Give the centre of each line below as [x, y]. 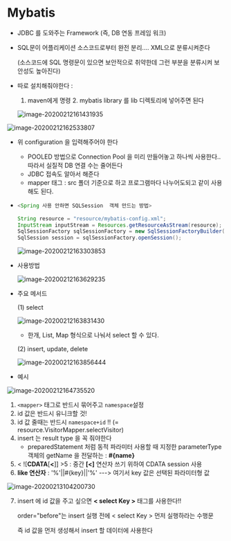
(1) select [30, 308]
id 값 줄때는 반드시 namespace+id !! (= [68, 422]
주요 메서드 [32, 294]
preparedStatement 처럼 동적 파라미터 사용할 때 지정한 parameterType [124, 447]
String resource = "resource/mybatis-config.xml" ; [92, 219]
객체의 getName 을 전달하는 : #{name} [81, 456]
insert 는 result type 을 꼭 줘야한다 [64, 438]
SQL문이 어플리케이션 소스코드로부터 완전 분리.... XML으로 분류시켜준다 [114, 47]
